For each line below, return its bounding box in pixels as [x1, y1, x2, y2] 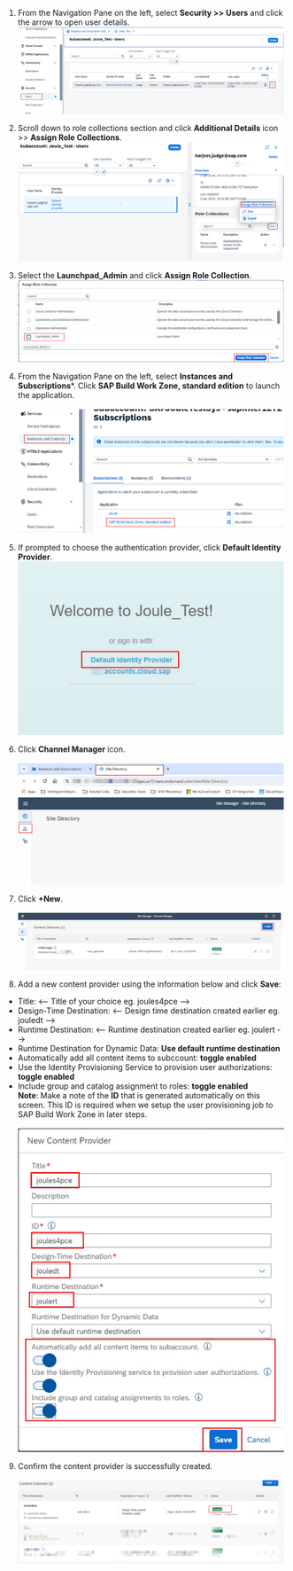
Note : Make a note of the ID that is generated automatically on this [17, 1090, 261, 1100]
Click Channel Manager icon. [17, 744, 126, 754]
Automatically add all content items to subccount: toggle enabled [17, 1052, 257, 1063]
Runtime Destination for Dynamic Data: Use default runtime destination [17, 1043, 281, 1053]
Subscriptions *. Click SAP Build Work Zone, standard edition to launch [17, 380, 281, 391]
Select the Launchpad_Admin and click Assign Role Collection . [17, 270, 252, 281]
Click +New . [17, 894, 64, 904]
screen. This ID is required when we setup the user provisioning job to [17, 1099, 274, 1110]
